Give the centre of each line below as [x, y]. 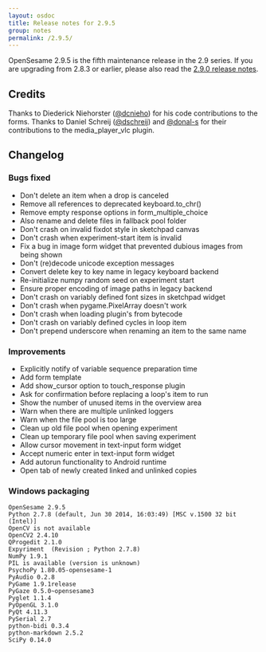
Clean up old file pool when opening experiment [98, 428]
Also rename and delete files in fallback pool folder [103, 221]
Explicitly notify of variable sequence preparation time [108, 369]
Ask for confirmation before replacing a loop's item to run [114, 395]
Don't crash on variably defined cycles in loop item [103, 322]
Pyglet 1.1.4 [30, 599]
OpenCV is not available [49, 528]
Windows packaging [49, 491]
